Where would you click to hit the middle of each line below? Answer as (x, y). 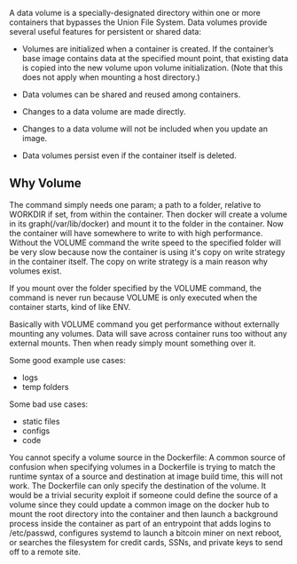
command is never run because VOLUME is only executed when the (133, 298)
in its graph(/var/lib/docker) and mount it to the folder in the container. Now (146, 223)
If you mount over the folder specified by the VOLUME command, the (136, 288)
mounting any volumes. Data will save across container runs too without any (148, 333)
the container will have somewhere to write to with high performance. (136, 233)
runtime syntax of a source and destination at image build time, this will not (146, 476)
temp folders (45, 386)
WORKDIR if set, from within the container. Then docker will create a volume (148, 214)
